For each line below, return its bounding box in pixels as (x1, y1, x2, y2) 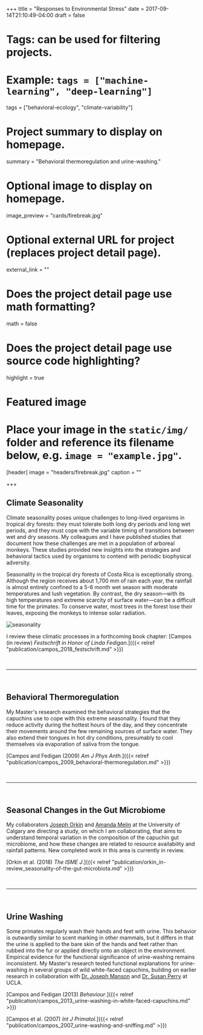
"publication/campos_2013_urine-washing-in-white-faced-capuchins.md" (6, 997, 190, 1005)
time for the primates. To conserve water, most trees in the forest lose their (6, 602, 193, 610)
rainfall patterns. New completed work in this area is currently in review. (6, 847, 185, 854)
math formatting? (6, 300, 95, 314)
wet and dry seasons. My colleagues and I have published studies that (6, 533, 182, 540)
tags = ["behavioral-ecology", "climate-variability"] (6, 104, 133, 111)
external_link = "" (6, 266, 50, 273)
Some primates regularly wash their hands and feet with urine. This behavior (6, 928, 197, 935)
